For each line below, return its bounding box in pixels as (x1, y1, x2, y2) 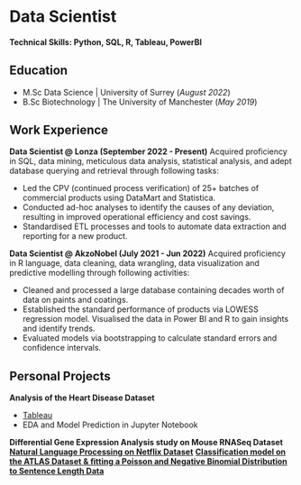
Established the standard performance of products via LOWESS (22, 304, 259, 315)
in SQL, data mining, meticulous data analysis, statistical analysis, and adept (9, 156, 293, 167)
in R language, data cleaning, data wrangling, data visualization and (9, 258, 260, 269)
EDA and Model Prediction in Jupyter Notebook (22, 419, 198, 430)
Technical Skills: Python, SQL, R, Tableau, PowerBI (9, 36, 203, 47)
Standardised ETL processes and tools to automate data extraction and (22, 221, 287, 232)
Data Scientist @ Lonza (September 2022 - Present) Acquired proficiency (9, 146, 288, 157)
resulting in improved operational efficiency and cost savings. (22, 212, 251, 223)
